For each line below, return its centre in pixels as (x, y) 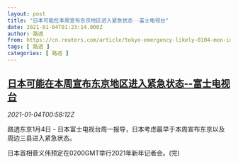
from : (15, 40)
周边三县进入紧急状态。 (41, 138)
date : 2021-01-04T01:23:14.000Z (55, 27)
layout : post (27, 14)
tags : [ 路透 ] (29, 47)
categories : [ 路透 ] (38, 54)
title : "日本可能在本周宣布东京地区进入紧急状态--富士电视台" (88, 20)
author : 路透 (25, 34)
